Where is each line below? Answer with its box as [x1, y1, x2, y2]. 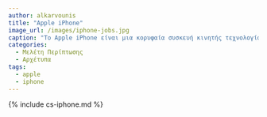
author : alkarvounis [8, 11, 77, 20]
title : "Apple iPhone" [8, 19, 83, 27]
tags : [8, 63, 26, 71]
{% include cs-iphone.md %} [8, 100, 104, 109]
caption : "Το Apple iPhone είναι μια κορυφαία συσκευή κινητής [8, 33, 222, 42]
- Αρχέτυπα [15, 56, 52, 64]
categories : [8, 41, 48, 49]
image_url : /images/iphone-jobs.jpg [8, 26, 130, 34]
